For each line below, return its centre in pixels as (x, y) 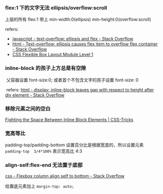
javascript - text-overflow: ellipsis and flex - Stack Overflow (73, 39)
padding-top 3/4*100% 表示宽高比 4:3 (44, 151)
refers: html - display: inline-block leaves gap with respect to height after (80, 90)
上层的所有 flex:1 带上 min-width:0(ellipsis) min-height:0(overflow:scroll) (78, 19)
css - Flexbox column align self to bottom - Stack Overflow (65, 176)
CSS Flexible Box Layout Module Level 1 (53, 55)
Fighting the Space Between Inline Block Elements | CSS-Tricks (69, 120)
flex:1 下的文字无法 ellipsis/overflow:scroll (56, 7)
